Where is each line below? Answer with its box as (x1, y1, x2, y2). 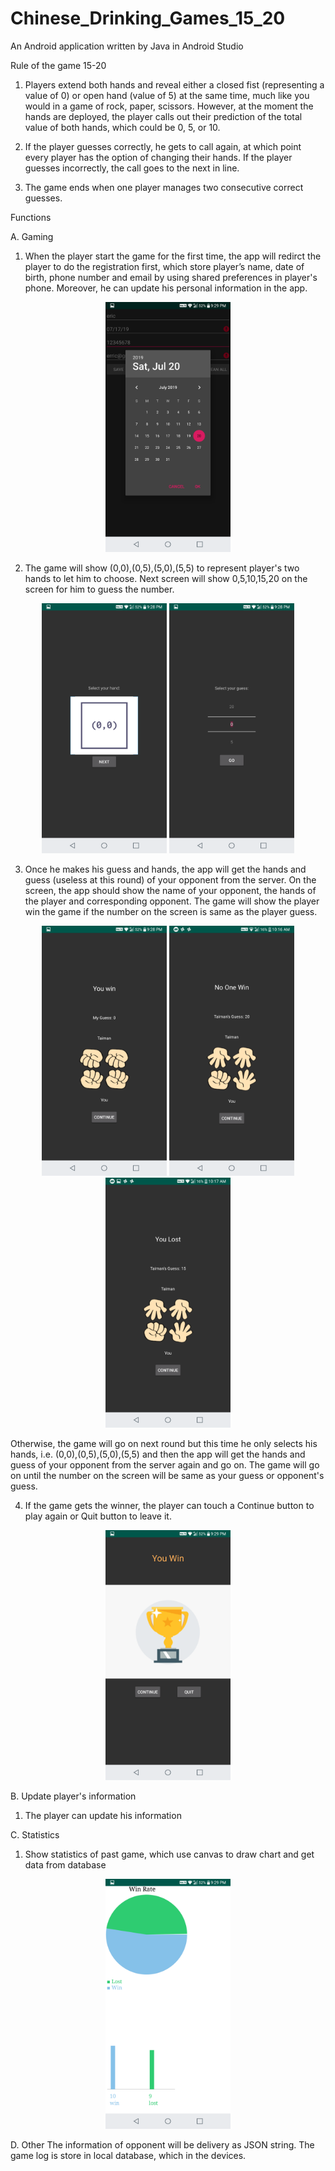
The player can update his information (24, 1809, 182, 1821)
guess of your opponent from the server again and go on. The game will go (10, 1458, 320, 1471)
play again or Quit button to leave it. (24, 1510, 172, 1522)
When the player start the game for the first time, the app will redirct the (24, 250, 322, 262)
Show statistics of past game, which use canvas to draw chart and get (24, 1848, 315, 1860)
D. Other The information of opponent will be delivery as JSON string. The (10, 2138, 315, 2151)
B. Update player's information (10, 1790, 137, 1802)
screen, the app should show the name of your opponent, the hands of (24, 884, 317, 896)
